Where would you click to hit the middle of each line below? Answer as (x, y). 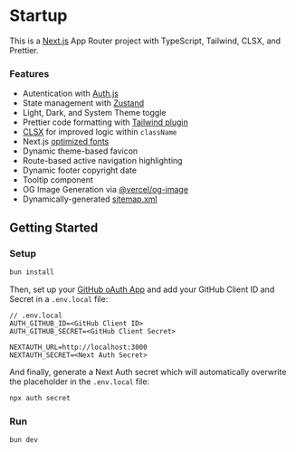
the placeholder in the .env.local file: (80, 381)
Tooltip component (57, 180)
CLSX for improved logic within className (100, 132)
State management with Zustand (83, 103)
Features (29, 73)
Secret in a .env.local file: (59, 298)
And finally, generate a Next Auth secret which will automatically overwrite (148, 372)
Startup (38, 16)
